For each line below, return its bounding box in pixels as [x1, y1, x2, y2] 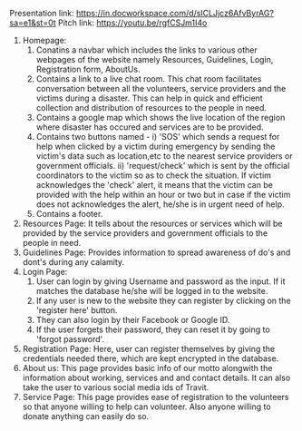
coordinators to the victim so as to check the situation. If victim [35, 170, 272, 181]
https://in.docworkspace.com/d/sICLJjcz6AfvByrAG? [75, 8, 275, 18]
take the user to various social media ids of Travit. [22, 382, 209, 393]
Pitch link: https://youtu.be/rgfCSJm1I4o [57, 17, 208, 28]
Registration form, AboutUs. [35, 64, 141, 74]
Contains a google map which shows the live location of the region [35, 113, 286, 122]
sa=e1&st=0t [9, 17, 56, 28]
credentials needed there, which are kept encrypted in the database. [22, 353, 279, 364]
